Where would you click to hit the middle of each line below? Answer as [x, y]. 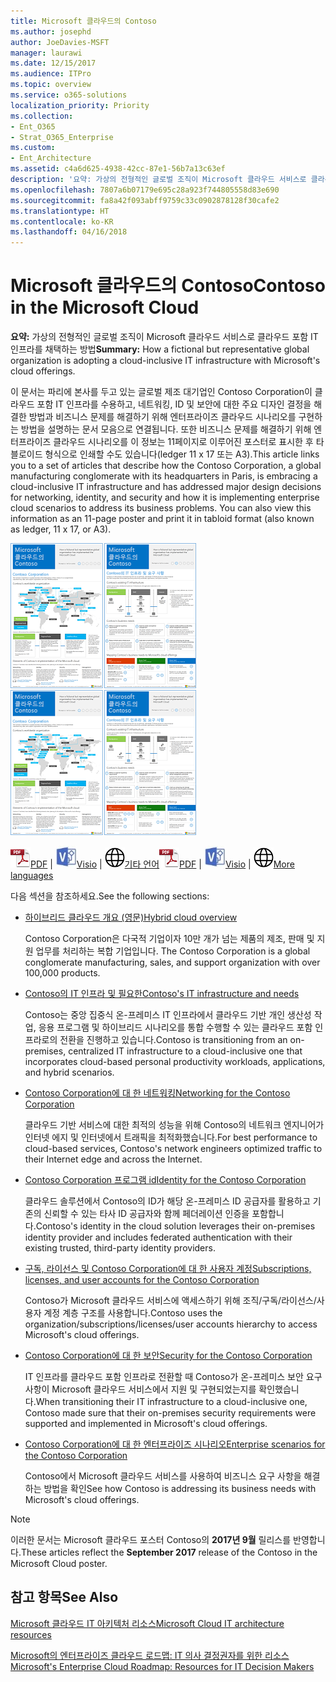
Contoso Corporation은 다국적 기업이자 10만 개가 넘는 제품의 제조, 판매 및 [169, 939]
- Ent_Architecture [51, 158]
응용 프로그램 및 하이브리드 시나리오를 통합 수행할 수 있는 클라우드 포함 [175, 1027]
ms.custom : [33, 148]
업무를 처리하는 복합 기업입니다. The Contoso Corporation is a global [173, 951]
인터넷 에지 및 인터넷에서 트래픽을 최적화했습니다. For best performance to [171, 1137]
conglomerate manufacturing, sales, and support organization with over [172, 962]
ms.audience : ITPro [51, 74]
